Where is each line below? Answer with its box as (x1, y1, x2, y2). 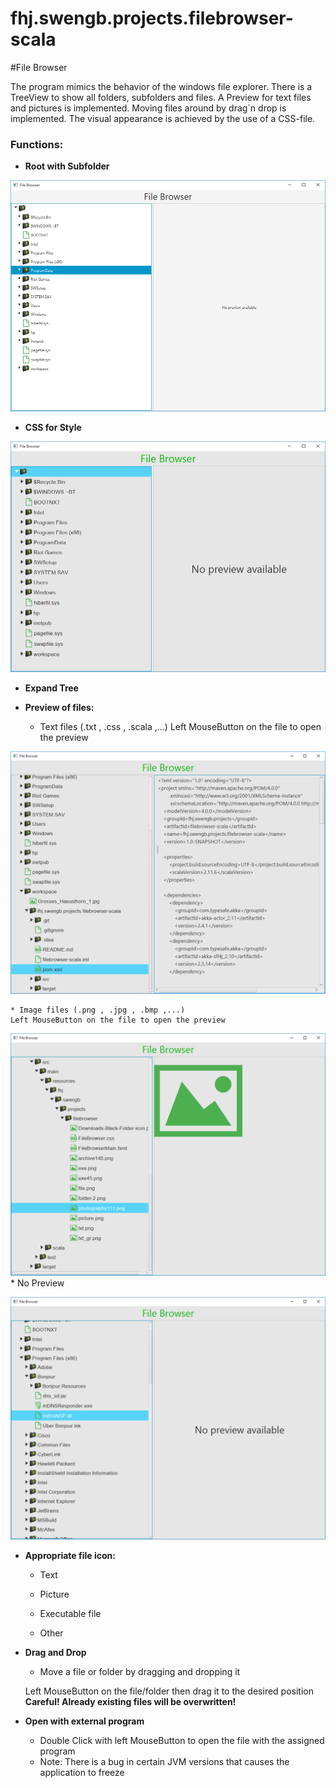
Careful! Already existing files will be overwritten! (24, 1695, 237, 1707)
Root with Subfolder (24, 160, 110, 172)
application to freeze (39, 1766, 125, 1778)
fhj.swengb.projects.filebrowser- (10, 7, 294, 30)
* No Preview (10, 1277, 65, 1289)
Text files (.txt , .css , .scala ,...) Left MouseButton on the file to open (39, 721, 322, 733)
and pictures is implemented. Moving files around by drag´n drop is (10, 102, 287, 114)
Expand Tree (24, 682, 79, 694)
